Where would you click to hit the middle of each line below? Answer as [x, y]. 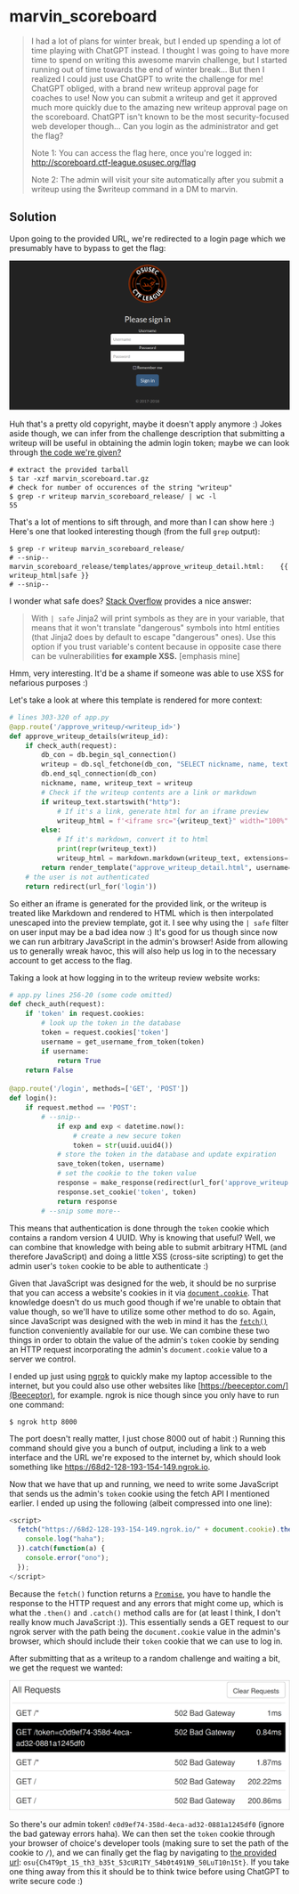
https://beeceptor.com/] [245, 1386]
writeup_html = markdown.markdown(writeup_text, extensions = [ [174, 858]
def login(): [33, 1098]
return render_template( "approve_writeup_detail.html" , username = [167, 867]
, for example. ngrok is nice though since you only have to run [166, 1394]
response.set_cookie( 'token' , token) [127, 1192]
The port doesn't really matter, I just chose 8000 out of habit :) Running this [148, 1438]
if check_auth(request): [71, 745]
